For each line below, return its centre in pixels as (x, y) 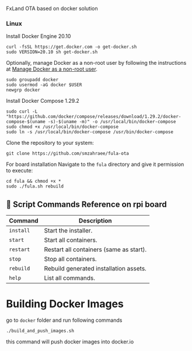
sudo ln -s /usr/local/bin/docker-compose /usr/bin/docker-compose (90, 132)
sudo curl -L (22, 112)
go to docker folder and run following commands (64, 320)
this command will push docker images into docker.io (70, 342)
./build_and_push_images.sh (40, 331)
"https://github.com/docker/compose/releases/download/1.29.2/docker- (94, 117)
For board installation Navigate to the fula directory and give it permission (95, 164)
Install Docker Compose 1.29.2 (43, 101)
